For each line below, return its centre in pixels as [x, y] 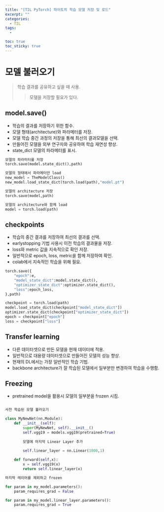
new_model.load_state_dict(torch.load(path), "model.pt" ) [65, 182]
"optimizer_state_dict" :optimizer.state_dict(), [65, 285]
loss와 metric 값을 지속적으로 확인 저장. [50, 249]
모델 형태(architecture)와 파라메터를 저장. [52, 132]
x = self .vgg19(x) [42, 465]
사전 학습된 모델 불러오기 [27, 410]
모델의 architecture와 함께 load [36, 205]
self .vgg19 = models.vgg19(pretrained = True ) [69, 433]
